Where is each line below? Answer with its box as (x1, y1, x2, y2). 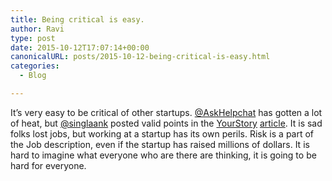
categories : (10, 61, 60, 71)
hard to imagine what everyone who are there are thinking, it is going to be (10, 149, 317, 161)
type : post (10, 33, 56, 43)
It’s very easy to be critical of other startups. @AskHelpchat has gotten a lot (10, 106, 323, 118)
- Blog (19, 71, 47, 81)
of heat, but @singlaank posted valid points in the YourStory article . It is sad (10, 117, 323, 129)
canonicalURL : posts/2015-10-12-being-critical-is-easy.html (10, 52, 271, 62)
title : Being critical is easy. (10, 14, 145, 25)
